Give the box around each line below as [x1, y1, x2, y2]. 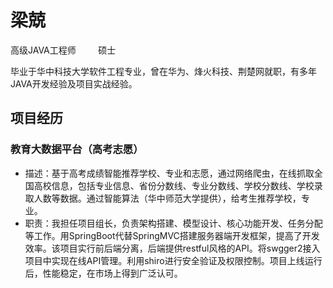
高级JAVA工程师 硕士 [10, 44, 117, 56]
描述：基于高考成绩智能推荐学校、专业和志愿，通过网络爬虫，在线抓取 [24, 167, 315, 179]
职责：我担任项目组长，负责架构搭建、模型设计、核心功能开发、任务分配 [24, 217, 323, 229]
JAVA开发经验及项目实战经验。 [10, 77, 138, 90]
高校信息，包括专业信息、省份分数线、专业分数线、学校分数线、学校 [33, 179, 315, 191]
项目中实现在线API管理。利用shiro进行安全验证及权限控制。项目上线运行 [24, 254, 323, 266]
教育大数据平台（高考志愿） [10, 142, 144, 156]
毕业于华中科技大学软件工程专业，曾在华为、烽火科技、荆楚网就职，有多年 [10, 65, 317, 77]
